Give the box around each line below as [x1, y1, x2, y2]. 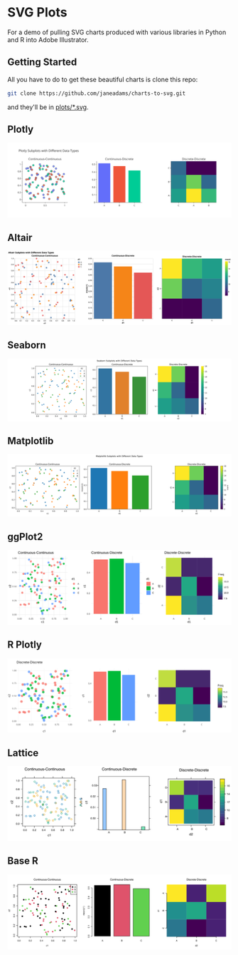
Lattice [7, 747, 39, 759]
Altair [7, 231, 33, 243]
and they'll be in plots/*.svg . [7, 103, 89, 111]
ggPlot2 [7, 531, 43, 543]
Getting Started [7, 56, 77, 68]
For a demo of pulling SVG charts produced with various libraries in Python [7, 28, 227, 36]
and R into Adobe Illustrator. [7, 35, 89, 44]
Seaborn [7, 339, 46, 352]
